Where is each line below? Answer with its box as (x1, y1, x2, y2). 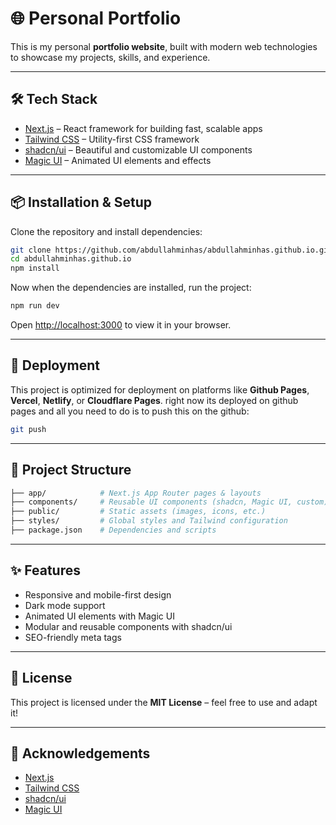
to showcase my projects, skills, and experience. (10, 51, 211, 63)
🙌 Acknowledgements (10, 745, 151, 762)
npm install (10, 263, 60, 274)
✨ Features (10, 562, 81, 579)
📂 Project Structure (10, 462, 132, 479)
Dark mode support (24, 599, 106, 611)
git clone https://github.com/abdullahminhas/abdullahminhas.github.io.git (10, 245, 333, 255)
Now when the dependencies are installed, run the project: (10, 282, 252, 294)
